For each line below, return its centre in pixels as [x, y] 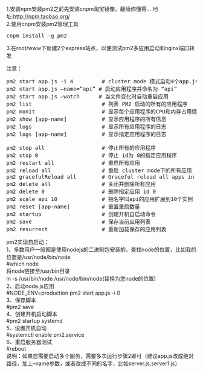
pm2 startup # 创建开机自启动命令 [81, 214]
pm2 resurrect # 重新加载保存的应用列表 [86, 229]
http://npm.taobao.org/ [42, 16]
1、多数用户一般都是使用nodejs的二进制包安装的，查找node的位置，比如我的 [101, 250]
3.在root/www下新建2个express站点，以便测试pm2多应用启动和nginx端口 [98, 48]
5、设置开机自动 [27, 328]
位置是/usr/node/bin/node [38, 257]
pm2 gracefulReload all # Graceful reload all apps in [100, 177]
